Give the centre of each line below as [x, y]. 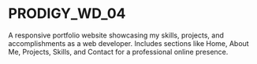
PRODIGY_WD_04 [67, 14]
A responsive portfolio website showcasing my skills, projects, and [116, 35]
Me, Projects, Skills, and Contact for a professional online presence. [118, 52]
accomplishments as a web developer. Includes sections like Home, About [129, 43]
